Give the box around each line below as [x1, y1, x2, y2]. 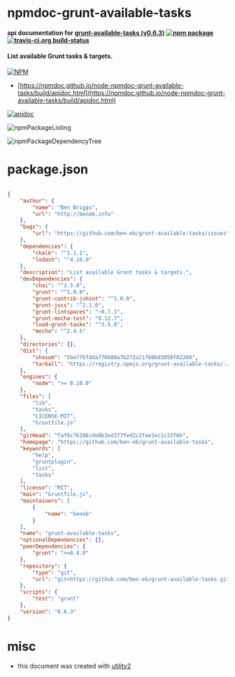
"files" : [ [20, 393, 52, 401]
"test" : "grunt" [32, 595, 80, 603]
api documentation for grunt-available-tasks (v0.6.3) [7, 28, 165, 36]
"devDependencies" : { [20, 276, 83, 283]
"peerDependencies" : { [20, 543, 86, 550]
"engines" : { [20, 373, 58, 380]
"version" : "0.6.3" [20, 608, 77, 615]
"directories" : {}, [20, 341, 77, 348]
